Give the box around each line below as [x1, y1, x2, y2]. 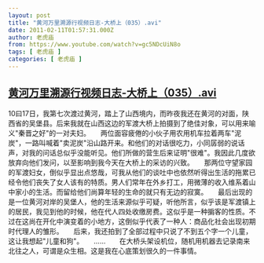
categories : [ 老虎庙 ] [8, 56, 82, 64]
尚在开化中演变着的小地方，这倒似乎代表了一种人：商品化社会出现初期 [28, 217, 256, 226]
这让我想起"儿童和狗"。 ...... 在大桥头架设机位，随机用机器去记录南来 [8, 236, 251, 246]
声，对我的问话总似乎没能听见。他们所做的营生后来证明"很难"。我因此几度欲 [8, 148, 256, 157]
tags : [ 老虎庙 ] [8, 48, 61, 56]
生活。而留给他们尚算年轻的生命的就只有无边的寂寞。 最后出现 [35, 187, 246, 196]
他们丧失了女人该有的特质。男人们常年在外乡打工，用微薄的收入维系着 [21, 177, 249, 187]
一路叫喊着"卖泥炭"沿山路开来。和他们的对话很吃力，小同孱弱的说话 [24, 138, 245, 148]
